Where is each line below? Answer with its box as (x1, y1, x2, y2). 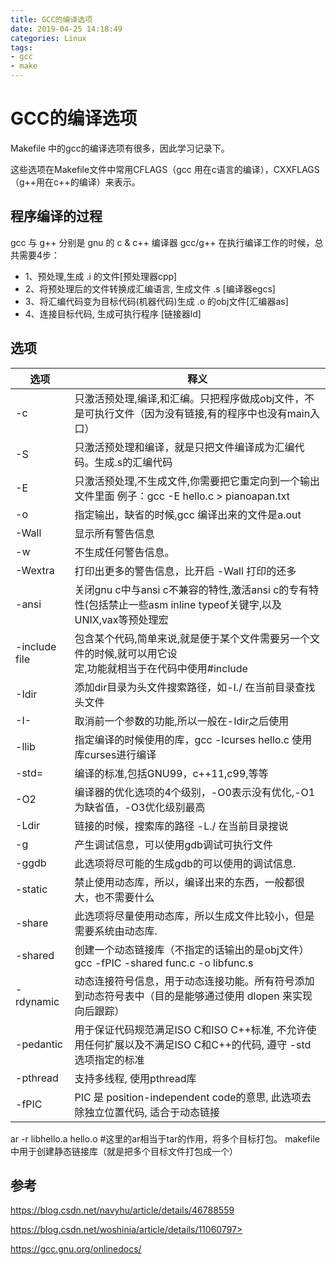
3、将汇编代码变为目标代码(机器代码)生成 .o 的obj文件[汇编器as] (24, 295, 289, 307)
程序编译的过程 (10, 208, 103, 225)
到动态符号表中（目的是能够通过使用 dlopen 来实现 (74, 989, 313, 1003)
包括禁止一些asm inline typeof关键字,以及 (88, 597, 283, 611)
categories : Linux (10, 33, 87, 43)
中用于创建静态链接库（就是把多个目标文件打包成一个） (10, 1145, 238, 1157)
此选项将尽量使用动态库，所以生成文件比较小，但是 (74, 909, 315, 923)
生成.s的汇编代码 (94, 455, 173, 469)
